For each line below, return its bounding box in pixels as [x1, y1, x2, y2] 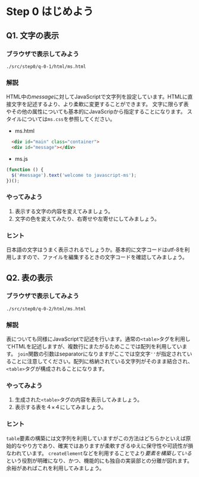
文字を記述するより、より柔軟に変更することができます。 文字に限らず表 [11, 101, 189, 108]
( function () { [6, 167, 44, 173]
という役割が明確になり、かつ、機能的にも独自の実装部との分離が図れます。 [6, 457, 193, 464]
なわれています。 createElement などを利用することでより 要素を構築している [6, 450, 192, 457]
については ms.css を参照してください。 [21, 116, 116, 123]
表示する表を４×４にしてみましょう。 [14, 404, 107, 411]
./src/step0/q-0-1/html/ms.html [6, 63, 86, 70]
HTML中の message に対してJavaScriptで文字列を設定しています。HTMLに [6, 93, 188, 101]
